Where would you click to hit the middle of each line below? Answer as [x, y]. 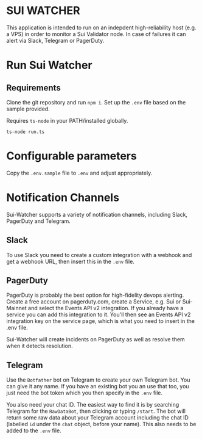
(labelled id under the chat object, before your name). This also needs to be [101, 424]
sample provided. [28, 109]
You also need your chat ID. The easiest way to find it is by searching [93, 405]
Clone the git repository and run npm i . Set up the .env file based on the [96, 102]
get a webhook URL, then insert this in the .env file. [71, 261]
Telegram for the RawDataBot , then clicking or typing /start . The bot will [96, 411]
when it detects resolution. [40, 346]
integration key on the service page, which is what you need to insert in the [100, 321]
